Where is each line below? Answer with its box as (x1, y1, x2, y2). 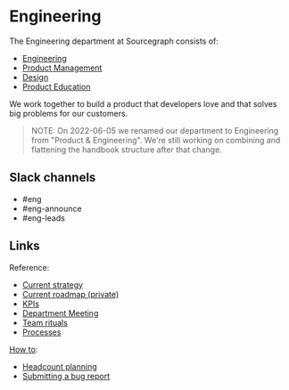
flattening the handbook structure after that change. (30, 144, 223, 155)
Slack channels (9, 170, 96, 185)
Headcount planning (21, 361, 98, 371)
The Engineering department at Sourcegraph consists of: (9, 36, 219, 46)
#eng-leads (21, 212, 65, 223)
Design (21, 71, 49, 82)
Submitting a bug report (21, 370, 111, 381)
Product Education (21, 81, 91, 92)
